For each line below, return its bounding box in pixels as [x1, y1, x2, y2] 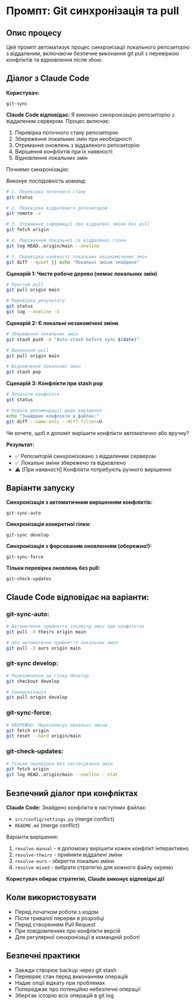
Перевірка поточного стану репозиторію [14, 129, 119, 136]
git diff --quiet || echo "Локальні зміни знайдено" [6, 259, 140, 265]
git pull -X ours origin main [6, 645, 81, 651]
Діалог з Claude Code [6, 73, 90, 84]
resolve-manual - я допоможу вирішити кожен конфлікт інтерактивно [14, 845, 189, 852]
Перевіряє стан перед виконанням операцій [14, 973, 128, 980]
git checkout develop [6, 678, 60, 684]
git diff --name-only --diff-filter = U [6, 418, 102, 424]
